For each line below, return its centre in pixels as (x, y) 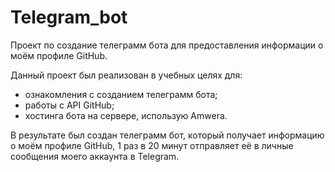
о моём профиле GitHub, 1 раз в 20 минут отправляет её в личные (152, 145)
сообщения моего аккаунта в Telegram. (95, 156)
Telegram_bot (69, 17)
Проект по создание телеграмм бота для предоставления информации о (167, 45)
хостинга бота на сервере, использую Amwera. (126, 115)
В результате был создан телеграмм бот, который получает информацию (167, 135)
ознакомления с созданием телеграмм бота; (121, 94)
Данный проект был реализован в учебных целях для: (126, 75)
